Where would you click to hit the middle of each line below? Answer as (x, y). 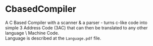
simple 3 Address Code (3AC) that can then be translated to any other (76, 27)
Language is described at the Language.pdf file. (53, 38)
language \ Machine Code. (32, 33)
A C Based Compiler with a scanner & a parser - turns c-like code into (76, 23)
